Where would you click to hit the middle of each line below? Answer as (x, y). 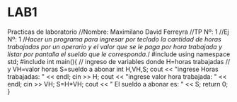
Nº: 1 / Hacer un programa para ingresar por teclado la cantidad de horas (114, 39)
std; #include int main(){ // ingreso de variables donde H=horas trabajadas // (119, 61)
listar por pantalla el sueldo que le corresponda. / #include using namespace (119, 54)
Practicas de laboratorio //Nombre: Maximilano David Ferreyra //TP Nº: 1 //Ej (118, 32)
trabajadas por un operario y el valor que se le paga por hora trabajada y (115, 46)
